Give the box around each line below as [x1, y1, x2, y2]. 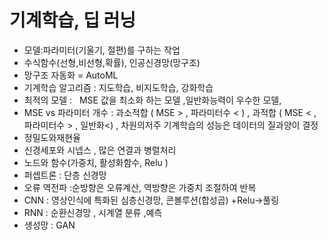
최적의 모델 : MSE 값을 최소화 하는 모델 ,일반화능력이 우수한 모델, [23, 94, 282, 106]
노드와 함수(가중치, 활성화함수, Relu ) [23, 156, 169, 168]
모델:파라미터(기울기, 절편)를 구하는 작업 [23, 44, 181, 56]
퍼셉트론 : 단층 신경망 [23, 169, 107, 181]
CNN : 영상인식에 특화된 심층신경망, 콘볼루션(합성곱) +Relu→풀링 [23, 194, 280, 206]
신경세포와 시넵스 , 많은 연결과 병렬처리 [23, 144, 177, 156]
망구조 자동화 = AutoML [23, 69, 119, 81]
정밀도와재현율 [23, 131, 81, 143]
